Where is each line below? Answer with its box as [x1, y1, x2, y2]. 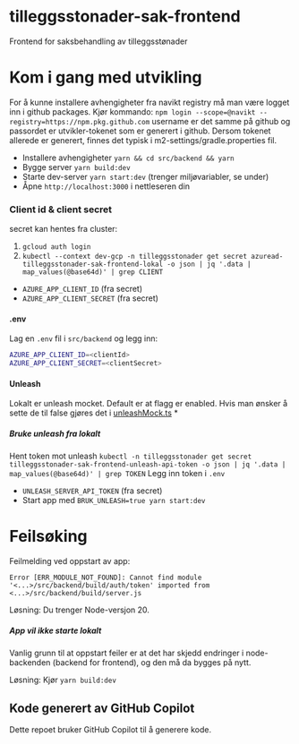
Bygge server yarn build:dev [21, 161, 132, 172]
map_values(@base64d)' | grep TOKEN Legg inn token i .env [9, 468, 226, 479]
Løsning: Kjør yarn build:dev [9, 674, 116, 686]
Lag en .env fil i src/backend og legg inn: [9, 333, 158, 344]
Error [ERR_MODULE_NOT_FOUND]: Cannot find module [9, 573, 202, 583]
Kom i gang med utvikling [9, 67, 203, 88]
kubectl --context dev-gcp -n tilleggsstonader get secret [21, 252, 248, 261]
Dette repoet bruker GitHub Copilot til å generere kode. [9, 724, 212, 735]
